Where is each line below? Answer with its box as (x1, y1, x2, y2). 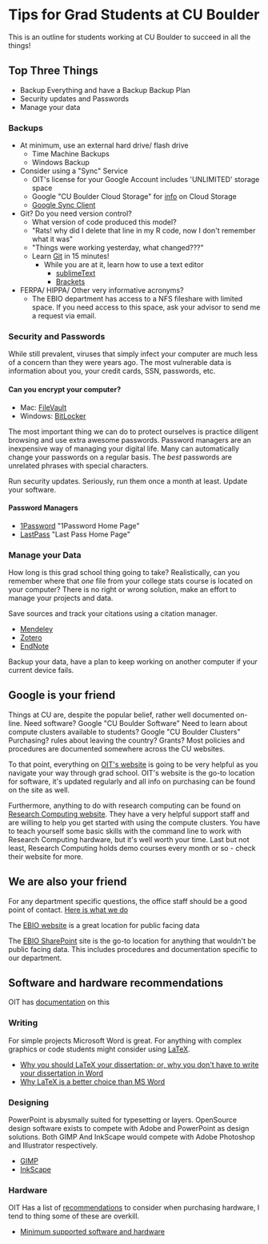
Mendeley (19, 624, 54, 634)
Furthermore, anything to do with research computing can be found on (8, 800, 242, 810)
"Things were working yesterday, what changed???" (31, 243, 204, 253)
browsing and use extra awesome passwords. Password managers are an (8, 435, 252, 444)
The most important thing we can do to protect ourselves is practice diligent (8, 427, 258, 436)
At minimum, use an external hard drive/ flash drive (19, 140, 189, 150)
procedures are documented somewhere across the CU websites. (8, 744, 226, 753)
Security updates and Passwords (19, 94, 130, 103)
